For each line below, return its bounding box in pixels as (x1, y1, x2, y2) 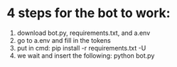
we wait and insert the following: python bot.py (16, 51, 155, 60)
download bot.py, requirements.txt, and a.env (16, 29, 151, 37)
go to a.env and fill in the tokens (16, 36, 111, 44)
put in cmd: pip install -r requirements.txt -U (16, 43, 146, 52)
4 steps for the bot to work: (6, 5, 171, 21)
